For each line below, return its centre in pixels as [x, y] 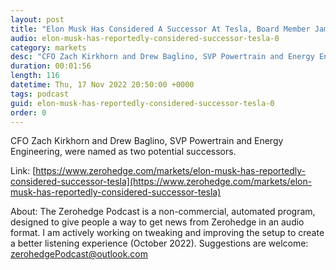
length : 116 [35, 76]
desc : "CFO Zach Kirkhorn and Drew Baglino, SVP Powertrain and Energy [162, 57]
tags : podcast [40, 94]
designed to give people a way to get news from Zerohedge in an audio [157, 222]
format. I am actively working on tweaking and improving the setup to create [167, 233]
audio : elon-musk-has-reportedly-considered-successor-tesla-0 [145, 38]
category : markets [48, 47]
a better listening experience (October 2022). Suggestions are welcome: [159, 243]
